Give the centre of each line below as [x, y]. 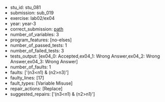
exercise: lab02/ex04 [32, 18]
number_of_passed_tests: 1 [38, 45]
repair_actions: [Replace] [36, 88]
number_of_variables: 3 [35, 34]
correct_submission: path [37, 29]
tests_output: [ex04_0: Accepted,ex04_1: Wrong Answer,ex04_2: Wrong [85, 56]
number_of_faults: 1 [30, 67]
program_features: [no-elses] [41, 40]
